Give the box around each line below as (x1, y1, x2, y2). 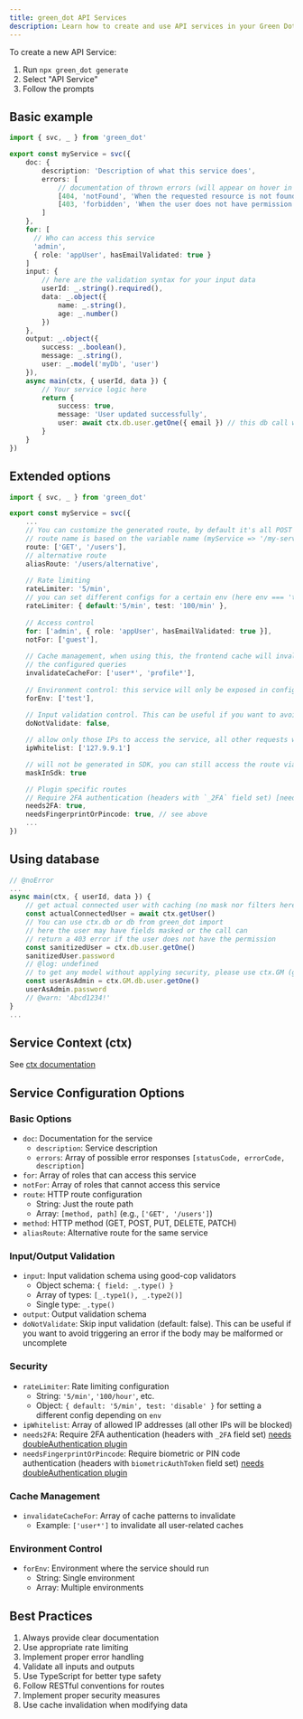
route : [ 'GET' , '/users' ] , (25, 542, 127, 551)
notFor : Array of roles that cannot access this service (22, 1179, 221, 1190)
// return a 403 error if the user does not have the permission (25, 935, 277, 944)
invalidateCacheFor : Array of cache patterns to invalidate (22, 1510, 236, 1521)
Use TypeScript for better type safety (22, 1671, 162, 1682)
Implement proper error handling (22, 1651, 144, 1663)
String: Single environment (35, 1573, 135, 1583)
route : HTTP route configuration (22, 1189, 142, 1200)
